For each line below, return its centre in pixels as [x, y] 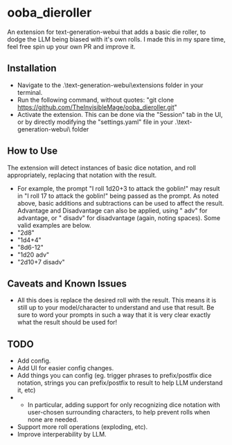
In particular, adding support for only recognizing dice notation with [124, 405]
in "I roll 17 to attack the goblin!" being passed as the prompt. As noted [118, 196]
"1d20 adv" [33, 255]
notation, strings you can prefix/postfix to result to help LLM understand [120, 383]
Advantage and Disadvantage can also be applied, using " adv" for [112, 210]
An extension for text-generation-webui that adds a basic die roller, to [107, 32]
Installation [32, 68]
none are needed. [53, 419]
